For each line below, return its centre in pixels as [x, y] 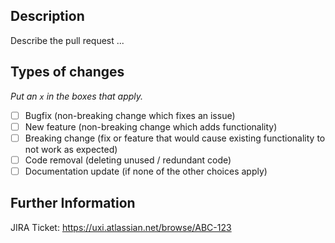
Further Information [73, 203]
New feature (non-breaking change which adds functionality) [151, 126]
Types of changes [67, 72]
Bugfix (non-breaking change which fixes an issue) [130, 115]
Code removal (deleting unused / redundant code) [128, 160]
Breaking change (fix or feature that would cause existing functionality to [175, 138]
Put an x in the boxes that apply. [77, 96]
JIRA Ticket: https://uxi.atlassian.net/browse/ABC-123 [121, 227]
